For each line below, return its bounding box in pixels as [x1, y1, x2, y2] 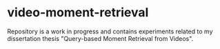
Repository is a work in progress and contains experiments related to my [7, 27, 213, 35]
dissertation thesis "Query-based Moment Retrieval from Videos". [7, 34, 194, 42]
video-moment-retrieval [7, 5, 149, 20]
